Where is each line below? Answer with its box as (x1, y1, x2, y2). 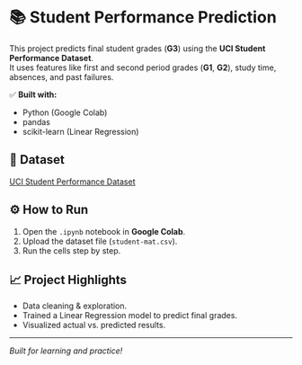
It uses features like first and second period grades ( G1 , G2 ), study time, (9, 62, 277, 73)
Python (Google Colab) (22, 107, 108, 118)
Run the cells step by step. (22, 245, 121, 256)
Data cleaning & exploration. (22, 300, 128, 311)
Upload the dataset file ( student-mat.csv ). (22, 236, 178, 246)
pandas (22, 116, 51, 127)
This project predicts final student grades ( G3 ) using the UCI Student (9, 42, 266, 54)
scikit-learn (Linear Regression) (22, 126, 139, 137)
